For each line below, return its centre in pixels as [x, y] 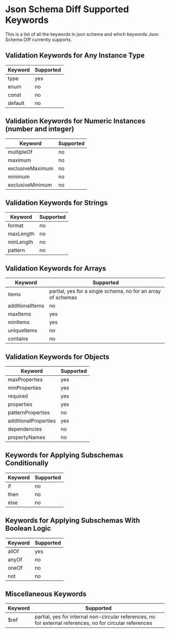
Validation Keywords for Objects [57, 357]
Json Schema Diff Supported [67, 9]
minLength [20, 242]
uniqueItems [23, 331]
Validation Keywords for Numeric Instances [75, 121]
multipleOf [20, 152]
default [16, 103]
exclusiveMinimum [30, 185]
